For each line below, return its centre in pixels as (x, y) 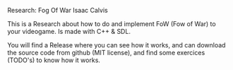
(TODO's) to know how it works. (54, 60)
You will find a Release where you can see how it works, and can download (116, 45)
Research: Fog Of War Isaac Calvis (58, 10)
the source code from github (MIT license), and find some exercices (106, 53)
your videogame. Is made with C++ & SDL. (69, 31)
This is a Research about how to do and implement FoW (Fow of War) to (112, 24)
